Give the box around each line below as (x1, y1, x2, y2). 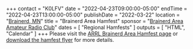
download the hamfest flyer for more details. (6, 37, 115, 43)
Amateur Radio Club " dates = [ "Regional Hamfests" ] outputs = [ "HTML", (6, 24, 185, 31)
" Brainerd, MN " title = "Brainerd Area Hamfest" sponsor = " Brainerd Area (6, 18, 184, 24)
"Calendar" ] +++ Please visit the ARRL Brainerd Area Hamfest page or (6, 30, 178, 37)
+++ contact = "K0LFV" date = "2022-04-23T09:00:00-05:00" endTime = (6, 5, 188, 12)
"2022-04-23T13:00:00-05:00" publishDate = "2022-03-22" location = (6, 11, 180, 18)
